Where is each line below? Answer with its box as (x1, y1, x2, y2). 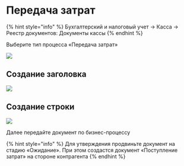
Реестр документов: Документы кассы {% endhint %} (6, 29, 144, 36)
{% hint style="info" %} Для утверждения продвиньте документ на (6, 140, 175, 147)
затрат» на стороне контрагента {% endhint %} (6, 152, 126, 160)
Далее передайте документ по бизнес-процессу (6, 129, 131, 136)
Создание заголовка (6, 69, 87, 79)
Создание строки (6, 102, 75, 112)
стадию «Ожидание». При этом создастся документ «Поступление (6, 146, 178, 154)
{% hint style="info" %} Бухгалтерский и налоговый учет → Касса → (6, 23, 179, 30)
